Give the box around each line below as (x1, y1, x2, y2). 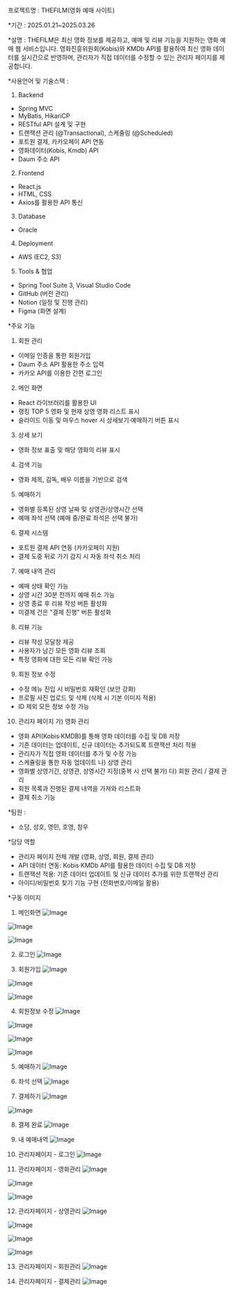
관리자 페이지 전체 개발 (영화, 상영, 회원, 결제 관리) (17, 853, 155, 860)
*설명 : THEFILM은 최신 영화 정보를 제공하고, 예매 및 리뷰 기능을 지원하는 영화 (8, 36, 219, 44)
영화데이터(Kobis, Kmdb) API (17, 146, 100, 154)
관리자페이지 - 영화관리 (17, 1165, 81, 1173)
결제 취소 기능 (17, 793, 56, 801)
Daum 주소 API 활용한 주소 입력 (17, 360, 104, 368)
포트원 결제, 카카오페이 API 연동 (17, 138, 104, 145)
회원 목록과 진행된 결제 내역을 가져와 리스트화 (17, 784, 141, 793)
